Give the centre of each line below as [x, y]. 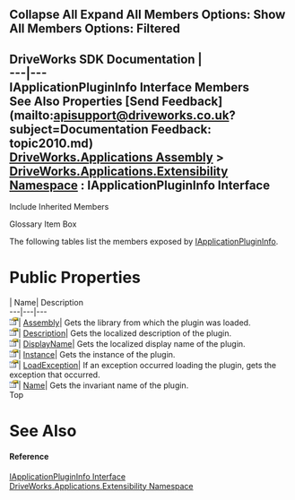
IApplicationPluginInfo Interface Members [129, 87]
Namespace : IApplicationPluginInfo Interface [140, 185]
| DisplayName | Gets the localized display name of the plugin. [132, 344]
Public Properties [75, 278]
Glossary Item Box [43, 224]
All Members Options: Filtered [95, 29]
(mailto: [31, 115]
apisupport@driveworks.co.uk [141, 115]
